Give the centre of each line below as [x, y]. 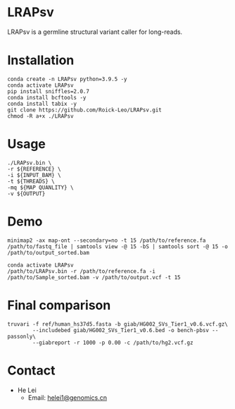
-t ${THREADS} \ [31, 181]
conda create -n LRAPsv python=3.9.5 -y [68, 79]
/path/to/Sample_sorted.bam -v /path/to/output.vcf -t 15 [94, 277]
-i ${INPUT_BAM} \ [34, 175]
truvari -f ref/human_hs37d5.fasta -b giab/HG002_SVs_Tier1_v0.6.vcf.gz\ [118, 324]
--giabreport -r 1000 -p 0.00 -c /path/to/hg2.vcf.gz [113, 343]
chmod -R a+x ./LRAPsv [40, 116]
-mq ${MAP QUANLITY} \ [40, 188]
